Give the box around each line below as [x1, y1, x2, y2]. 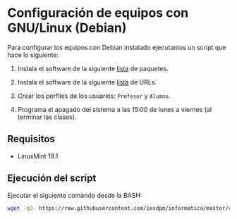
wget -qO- [7, 204, 37, 212]
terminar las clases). [17, 113, 77, 121]
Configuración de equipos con [7, 5, 189, 21]
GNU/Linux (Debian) [7, 20, 127, 36]
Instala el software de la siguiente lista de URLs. [17, 77, 157, 86]
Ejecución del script [7, 173, 97, 184]
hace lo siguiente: [7, 51, 59, 59]
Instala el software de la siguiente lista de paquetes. [17, 64, 169, 73]
